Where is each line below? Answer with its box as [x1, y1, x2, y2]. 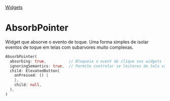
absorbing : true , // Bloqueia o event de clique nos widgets [10, 58, 162, 64]
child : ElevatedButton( [10, 68, 60, 73]
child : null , [14, 82, 42, 88]
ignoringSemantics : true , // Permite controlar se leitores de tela [10, 63, 159, 69]
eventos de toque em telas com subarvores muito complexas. [5, 44, 134, 50]
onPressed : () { [14, 73, 49, 78]
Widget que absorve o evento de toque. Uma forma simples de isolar [5, 39, 149, 45]
